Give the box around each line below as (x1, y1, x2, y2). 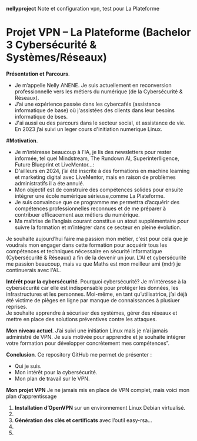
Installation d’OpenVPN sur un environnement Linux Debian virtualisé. (14, 404, 186, 411)
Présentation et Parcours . (6, 70, 70, 77)
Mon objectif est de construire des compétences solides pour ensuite (14, 186, 183, 193)
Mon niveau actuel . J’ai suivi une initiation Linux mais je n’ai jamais (6, 327, 168, 334)
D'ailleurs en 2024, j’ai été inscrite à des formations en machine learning (14, 167, 190, 174)
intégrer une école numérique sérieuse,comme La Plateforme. (14, 192, 165, 200)
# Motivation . (6, 137, 38, 144)
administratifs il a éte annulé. (14, 179, 85, 187)
